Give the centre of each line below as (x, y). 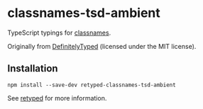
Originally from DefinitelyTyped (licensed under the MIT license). (102, 46)
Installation (33, 69)
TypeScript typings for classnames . (59, 33)
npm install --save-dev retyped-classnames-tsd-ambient (92, 85)
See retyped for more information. (57, 98)
